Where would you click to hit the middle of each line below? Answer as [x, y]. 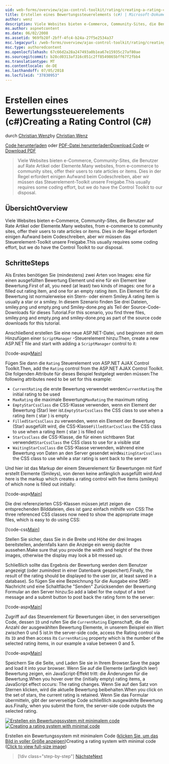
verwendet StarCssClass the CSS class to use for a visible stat [76, 442]
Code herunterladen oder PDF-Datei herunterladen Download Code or [77, 145]
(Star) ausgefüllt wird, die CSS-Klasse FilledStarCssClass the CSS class [87, 426]
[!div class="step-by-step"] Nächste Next [60, 756]
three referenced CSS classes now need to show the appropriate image [79, 514]
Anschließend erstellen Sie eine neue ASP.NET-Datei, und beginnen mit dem [84, 333]
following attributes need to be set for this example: [59, 379]
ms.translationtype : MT [30, 61]
